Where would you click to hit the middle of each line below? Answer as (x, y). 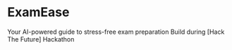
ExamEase (38, 12)
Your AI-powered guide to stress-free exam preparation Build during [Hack (116, 32)
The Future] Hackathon (41, 39)
